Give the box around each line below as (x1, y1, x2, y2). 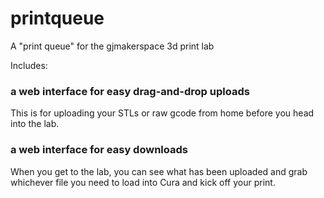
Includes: (10, 59, 48, 71)
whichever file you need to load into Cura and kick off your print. (10, 176, 276, 188)
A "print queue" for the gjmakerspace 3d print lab (10, 40, 215, 52)
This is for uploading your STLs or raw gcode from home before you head (10, 107, 315, 119)
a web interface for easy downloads (10, 143, 188, 157)
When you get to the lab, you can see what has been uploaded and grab (10, 165, 308, 177)
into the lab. (10, 118, 60, 130)
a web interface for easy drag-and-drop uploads (10, 84, 250, 98)
